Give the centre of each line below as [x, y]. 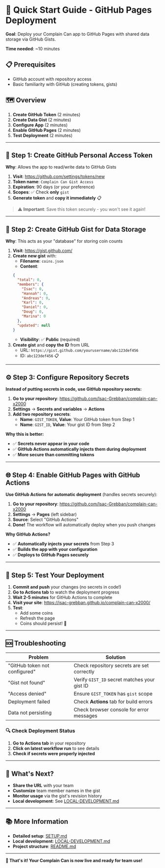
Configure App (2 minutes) [40, 125]
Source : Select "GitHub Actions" [46, 520]
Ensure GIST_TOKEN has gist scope [113, 694]
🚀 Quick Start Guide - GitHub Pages [79, 10]
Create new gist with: [35, 256]
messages [85, 716]
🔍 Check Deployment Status [40, 731]
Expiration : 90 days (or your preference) [54, 187]
